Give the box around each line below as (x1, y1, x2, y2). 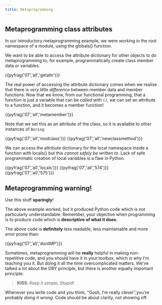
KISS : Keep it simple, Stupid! (16, 280, 74, 286)
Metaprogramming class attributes (5, 25, 113, 34)
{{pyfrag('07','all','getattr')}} (5, 72, 60, 78)
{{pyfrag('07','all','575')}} (5, 170, 54, 176)
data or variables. (5, 63, 40, 68)
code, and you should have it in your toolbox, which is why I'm (25, 255, 149, 261)
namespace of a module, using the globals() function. (5, 43, 113, 49)
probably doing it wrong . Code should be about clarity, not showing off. (5, 295, 148, 301)
